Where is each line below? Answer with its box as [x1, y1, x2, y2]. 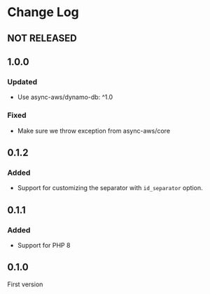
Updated [7, 76, 37, 86]
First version [7, 280, 43, 288]
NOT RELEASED [7, 32, 77, 44]
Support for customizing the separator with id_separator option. [17, 184, 203, 192]
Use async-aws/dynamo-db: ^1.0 [17, 93, 113, 102]
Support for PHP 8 [17, 241, 71, 249]
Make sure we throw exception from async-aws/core [17, 126, 170, 135]
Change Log [7, 4, 79, 20]
